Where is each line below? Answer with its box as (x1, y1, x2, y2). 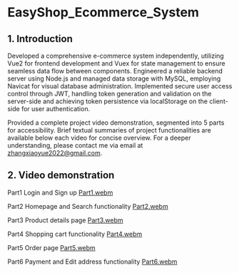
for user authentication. (21, 105, 91, 113)
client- (209, 97, 228, 105)
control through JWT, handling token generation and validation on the (7, 90, 212, 98)
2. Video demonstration (7, 169, 115, 182)
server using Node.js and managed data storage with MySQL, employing (7, 74, 221, 83)
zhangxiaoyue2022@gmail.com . (7, 149, 103, 157)
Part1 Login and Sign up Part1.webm (7, 188, 113, 197)
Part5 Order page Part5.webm (7, 243, 96, 252)
